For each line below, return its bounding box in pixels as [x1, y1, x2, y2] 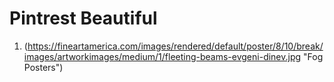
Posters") [23, 61, 64, 73]
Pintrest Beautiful [9, 7, 158, 30]
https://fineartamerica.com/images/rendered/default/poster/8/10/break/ [27, 40, 324, 52]
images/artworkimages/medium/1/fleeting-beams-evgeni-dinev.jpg [23, 50, 302, 62]
